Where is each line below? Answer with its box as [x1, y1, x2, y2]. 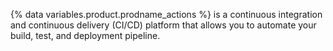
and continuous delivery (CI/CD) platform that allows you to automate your [10, 19, 317, 31]
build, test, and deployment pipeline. [10, 30, 161, 41]
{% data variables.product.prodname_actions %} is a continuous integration [10, 9, 323, 20]
